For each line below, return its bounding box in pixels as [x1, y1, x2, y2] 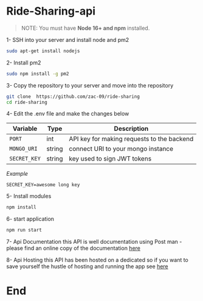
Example [6, 170, 29, 178]
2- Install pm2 [6, 59, 41, 66]
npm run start [6, 227, 43, 234]
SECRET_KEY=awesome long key [6, 182, 80, 188]
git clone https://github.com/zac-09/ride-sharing [6, 93, 140, 100]
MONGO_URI [9, 145, 38, 153]
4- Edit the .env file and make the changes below [6, 110, 129, 117]
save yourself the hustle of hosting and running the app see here [6, 263, 168, 270]
